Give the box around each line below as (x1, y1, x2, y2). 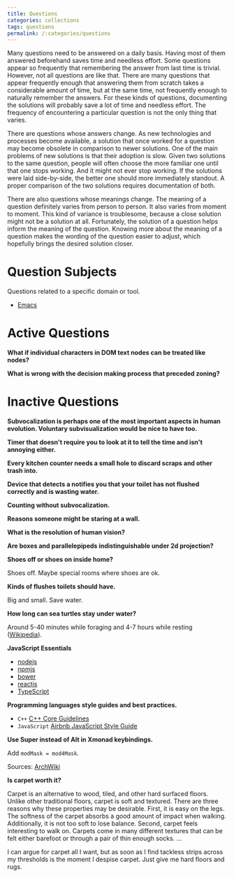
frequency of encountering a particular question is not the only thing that (7, 108, 217, 117)
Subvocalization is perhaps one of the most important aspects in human (7, 417, 221, 425)
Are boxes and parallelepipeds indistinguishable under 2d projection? (7, 541, 214, 550)
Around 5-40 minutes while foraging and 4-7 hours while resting (7, 623, 193, 632)
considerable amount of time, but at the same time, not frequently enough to (7, 86, 227, 94)
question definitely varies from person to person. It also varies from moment (7, 202, 227, 211)
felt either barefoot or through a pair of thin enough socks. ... (7, 834, 182, 843)
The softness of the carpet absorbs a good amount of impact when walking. (7, 812, 226, 821)
